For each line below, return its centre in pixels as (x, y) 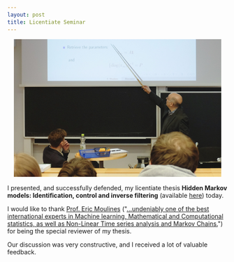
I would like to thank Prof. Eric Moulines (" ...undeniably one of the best (108, 209)
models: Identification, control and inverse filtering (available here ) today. (116, 196)
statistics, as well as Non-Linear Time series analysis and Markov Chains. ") (115, 224)
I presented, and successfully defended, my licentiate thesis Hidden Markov (117, 188)
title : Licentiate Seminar (46, 22)
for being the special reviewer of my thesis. (70, 231)
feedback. (22, 252)
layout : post (26, 15)
